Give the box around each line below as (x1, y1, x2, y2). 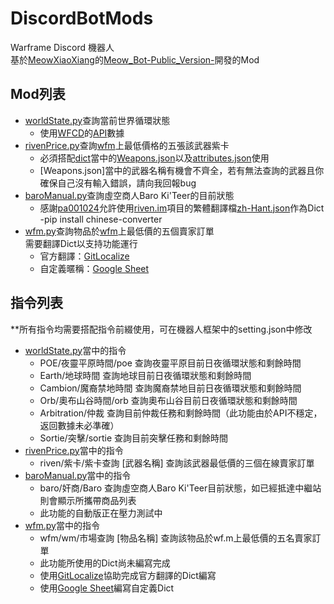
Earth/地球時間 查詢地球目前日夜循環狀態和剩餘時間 (39, 369, 252, 381)
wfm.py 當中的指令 (24, 519, 100, 531)
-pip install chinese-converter (39, 213, 163, 225)
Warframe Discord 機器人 (10, 41, 115, 53)
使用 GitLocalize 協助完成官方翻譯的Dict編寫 (39, 569, 217, 581)
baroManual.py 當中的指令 (24, 469, 132, 481)
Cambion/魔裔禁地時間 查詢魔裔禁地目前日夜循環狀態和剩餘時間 (39, 382, 302, 394)
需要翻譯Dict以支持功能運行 (24, 237, 138, 249)
